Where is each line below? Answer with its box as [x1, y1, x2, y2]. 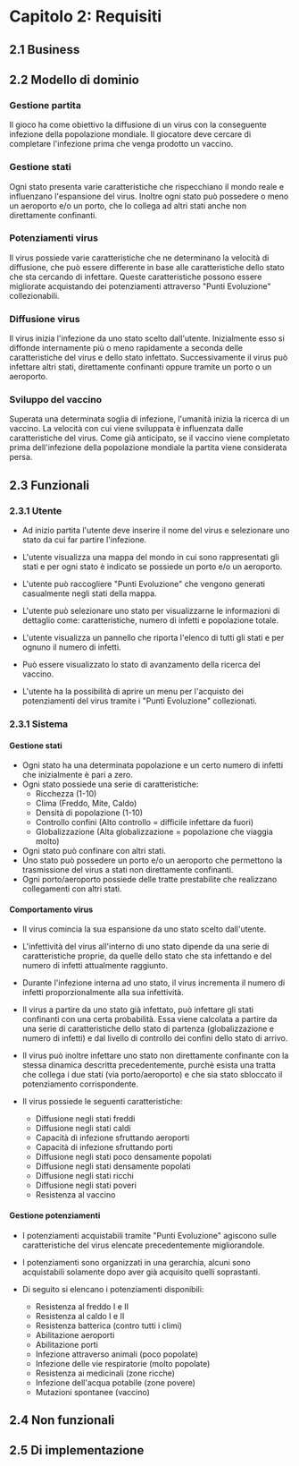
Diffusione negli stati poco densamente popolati [35, 1152, 212, 1163]
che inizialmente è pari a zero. [21, 770, 134, 780]
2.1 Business [9, 42, 80, 57]
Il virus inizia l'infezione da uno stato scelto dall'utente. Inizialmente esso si [9, 333, 286, 344]
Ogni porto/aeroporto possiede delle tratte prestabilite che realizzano [21, 874, 278, 885]
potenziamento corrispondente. [21, 1078, 139, 1089]
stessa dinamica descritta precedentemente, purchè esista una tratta [21, 1060, 277, 1070]
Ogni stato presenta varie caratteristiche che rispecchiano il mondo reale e [9, 181, 284, 192]
